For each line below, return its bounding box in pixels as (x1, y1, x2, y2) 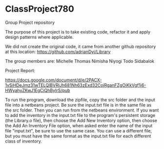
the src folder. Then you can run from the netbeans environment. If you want (5, 107, 159, 113)
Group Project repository (5, 19, 55, 25)
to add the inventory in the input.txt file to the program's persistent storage (5, 112, 155, 118)
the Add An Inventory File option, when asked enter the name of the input (5, 123, 153, 129)
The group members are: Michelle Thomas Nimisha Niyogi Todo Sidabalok (5, 58, 155, 64)
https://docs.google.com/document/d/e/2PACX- (5, 77, 102, 83)
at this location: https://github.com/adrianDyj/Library (5, 49, 111, 55)
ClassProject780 (5, 3, 74, 15)
